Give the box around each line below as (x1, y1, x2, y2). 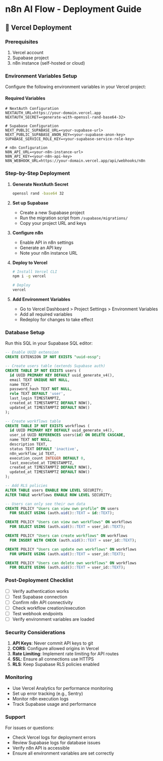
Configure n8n (12, 230, 44, 236)
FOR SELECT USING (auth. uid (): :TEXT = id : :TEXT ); (9, 511, 114, 516)
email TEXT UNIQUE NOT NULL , (9, 377, 70, 382)
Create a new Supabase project (19, 209, 84, 215)
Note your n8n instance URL (19, 250, 78, 256)
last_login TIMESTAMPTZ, (9, 396, 61, 401)
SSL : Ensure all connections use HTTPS (12, 656, 94, 662)
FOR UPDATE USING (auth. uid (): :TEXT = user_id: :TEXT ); (9, 551, 126, 557)
